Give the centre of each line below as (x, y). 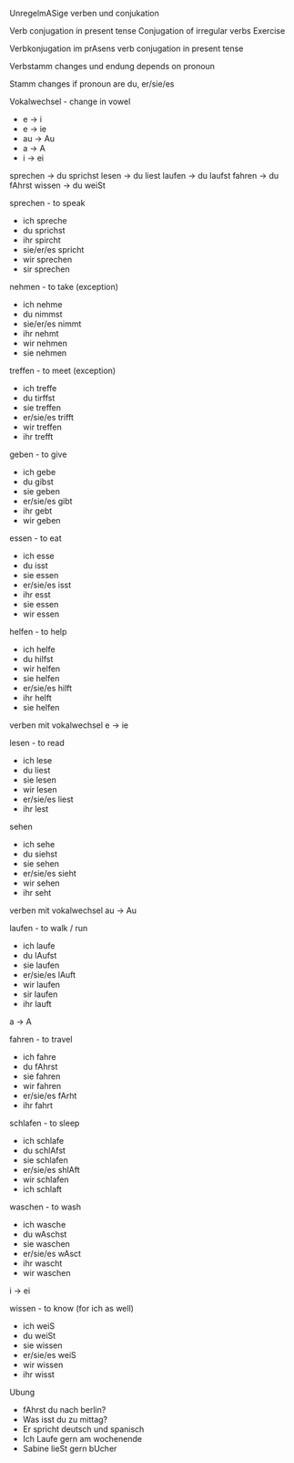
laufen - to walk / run (49, 928)
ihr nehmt (41, 333)
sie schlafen (45, 1160)
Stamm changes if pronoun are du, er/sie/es (92, 84)
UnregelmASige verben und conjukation (84, 13)
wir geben (41, 520)
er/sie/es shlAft (51, 1170)
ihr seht (37, 892)
